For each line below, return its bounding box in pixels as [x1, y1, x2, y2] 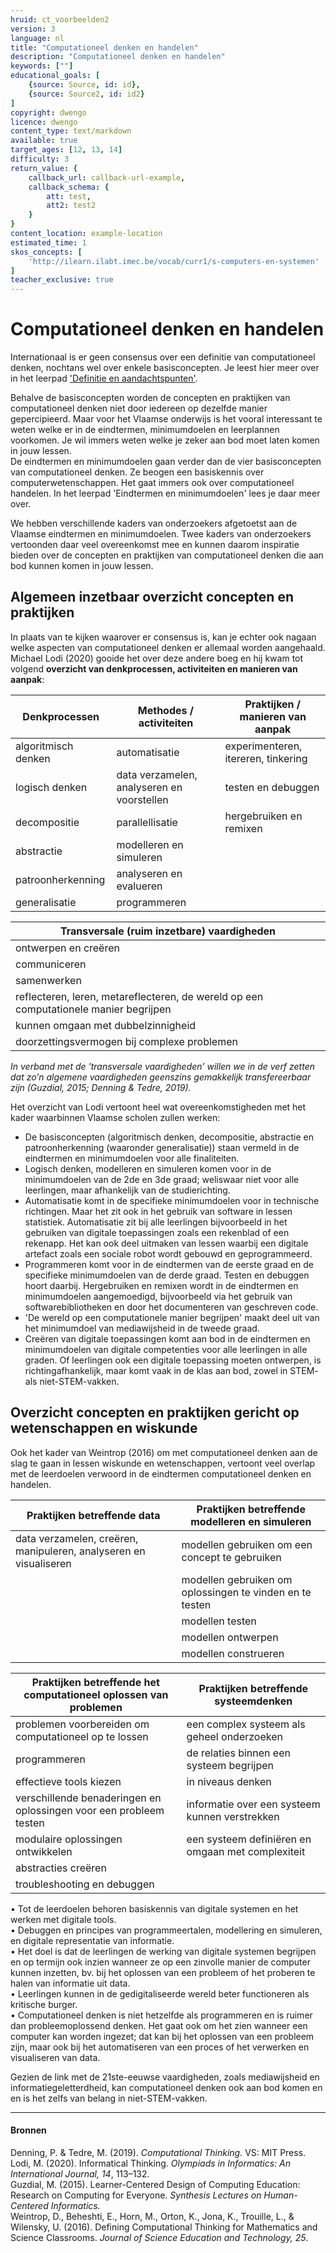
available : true [10, 136, 78, 146]
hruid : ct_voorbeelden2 [10, 14, 110, 25]
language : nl [10, 33, 65, 43]
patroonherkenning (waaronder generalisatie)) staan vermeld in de [24, 1141, 300, 1153]
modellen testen [181, 1614, 257, 1628]
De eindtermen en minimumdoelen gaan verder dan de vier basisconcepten [10, 456, 322, 468]
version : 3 [10, 24, 56, 34]
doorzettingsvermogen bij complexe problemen [15, 1034, 238, 1048]
